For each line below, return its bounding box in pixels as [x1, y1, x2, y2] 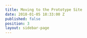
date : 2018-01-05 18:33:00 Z [5, 12, 65, 17]
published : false [5, 16, 41, 21]
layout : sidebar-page [5, 26, 50, 31]
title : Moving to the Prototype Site [5, 7, 83, 12]
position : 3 [5, 21, 29, 26]
